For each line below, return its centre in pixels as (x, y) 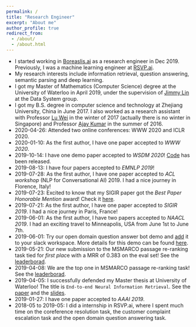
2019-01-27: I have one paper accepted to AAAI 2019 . (80, 299)
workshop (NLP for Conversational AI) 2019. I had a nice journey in (95, 180)
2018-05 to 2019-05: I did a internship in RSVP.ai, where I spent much (99, 305)
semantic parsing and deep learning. (59, 80)
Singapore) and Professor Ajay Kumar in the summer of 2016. (89, 124)
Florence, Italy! (33, 186)
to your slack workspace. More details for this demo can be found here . (101, 243)
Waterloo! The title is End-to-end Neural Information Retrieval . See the (102, 286)
